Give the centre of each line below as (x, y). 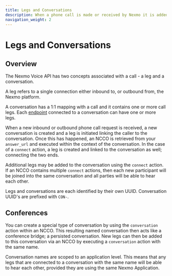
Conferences (27, 213)
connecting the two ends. (32, 155)
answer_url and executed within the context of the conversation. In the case (85, 144)
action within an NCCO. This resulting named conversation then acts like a (83, 231)
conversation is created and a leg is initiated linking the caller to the (76, 133)
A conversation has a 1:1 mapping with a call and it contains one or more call (85, 107)
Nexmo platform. (23, 97)
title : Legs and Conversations (39, 10)
